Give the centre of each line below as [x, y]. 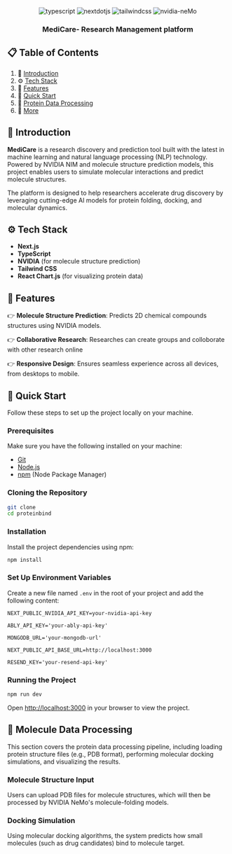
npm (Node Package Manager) [62, 474]
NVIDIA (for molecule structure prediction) [79, 261]
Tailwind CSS [37, 269]
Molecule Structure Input [51, 780]
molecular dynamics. [37, 207]
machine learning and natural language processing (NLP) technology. [108, 157]
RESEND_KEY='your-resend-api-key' [58, 662]
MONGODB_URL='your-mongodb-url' [54, 638]
